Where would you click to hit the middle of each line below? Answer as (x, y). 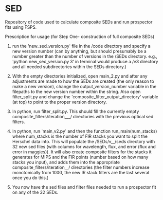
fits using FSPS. (21, 27)
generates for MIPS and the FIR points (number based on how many (80, 157)
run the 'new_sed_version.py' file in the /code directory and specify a (81, 46)
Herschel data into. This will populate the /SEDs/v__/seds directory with (83, 141)
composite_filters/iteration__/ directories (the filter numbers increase (81, 167)
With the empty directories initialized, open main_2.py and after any (80, 76)
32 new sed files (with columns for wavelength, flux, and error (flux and (84, 146)
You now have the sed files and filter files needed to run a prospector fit (84, 187)
